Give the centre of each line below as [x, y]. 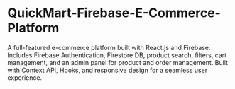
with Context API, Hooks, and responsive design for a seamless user [108, 70]
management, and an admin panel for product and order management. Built [118, 62]
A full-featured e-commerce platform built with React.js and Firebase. [109, 47]
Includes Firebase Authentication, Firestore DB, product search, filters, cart [117, 55]
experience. [25, 77]
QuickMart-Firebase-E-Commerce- [114, 13]
